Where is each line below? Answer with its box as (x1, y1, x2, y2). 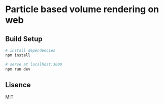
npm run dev (5, 66, 30, 72)
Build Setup (5, 34, 43, 43)
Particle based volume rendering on (5, 4, 159, 15)
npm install (5, 52, 30, 58)
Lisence (5, 80, 31, 89)
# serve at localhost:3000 (5, 62, 62, 67)
